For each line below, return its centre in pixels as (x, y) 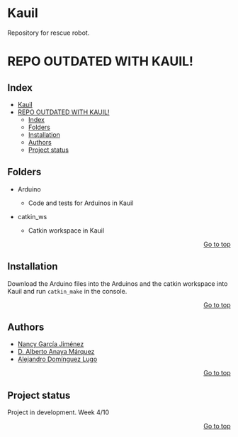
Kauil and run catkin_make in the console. (67, 291)
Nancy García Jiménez (51, 344)
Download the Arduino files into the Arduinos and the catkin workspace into (118, 283)
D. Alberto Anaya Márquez (56, 352)
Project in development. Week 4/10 (58, 412)
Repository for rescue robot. (49, 33)
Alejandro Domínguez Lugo (57, 359)
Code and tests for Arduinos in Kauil (81, 203)
